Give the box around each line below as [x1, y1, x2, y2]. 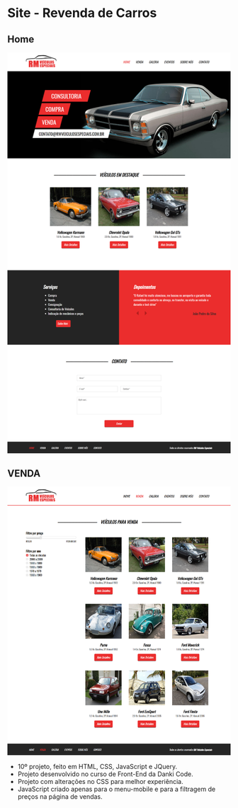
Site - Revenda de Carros [7, 5, 157, 21]
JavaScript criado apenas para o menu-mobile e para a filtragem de [17, 785, 216, 794]
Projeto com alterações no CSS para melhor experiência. [17, 778, 183, 786]
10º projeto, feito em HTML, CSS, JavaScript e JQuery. [17, 763, 178, 771]
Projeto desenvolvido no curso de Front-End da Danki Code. [17, 770, 193, 778]
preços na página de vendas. [17, 792, 103, 801]
